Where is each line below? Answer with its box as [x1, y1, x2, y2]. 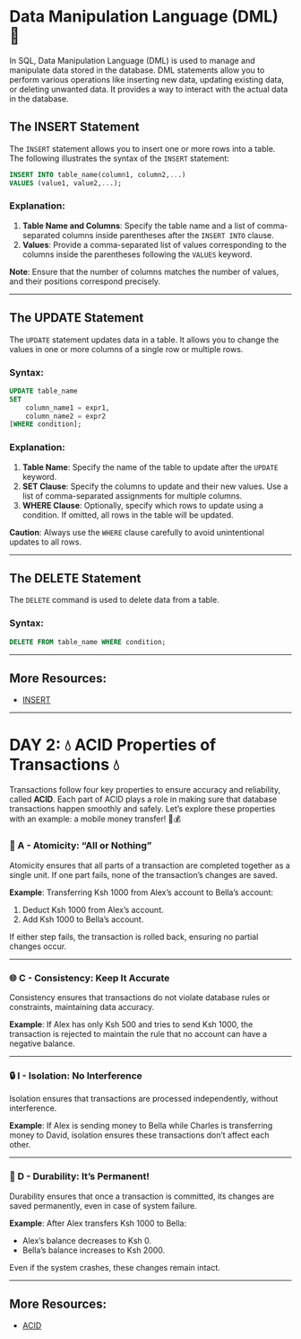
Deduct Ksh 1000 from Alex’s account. [21, 904, 164, 915]
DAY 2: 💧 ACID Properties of [9, 734, 217, 755]
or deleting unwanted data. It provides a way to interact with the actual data [9, 84, 288, 94]
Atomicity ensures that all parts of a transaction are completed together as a [9, 860, 291, 871]
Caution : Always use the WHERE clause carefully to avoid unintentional [9, 527, 264, 537]
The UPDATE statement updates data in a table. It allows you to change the [9, 334, 279, 345]
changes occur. [9, 941, 67, 952]
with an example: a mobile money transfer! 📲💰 [9, 813, 182, 824]
